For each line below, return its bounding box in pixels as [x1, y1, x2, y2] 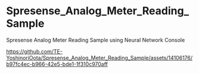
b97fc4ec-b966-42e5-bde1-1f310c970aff [6, 61, 108, 68]
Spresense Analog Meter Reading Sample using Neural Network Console [6, 36, 185, 43]
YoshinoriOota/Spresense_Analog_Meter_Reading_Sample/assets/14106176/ [6, 54, 193, 61]
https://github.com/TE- [6, 47, 63, 55]
